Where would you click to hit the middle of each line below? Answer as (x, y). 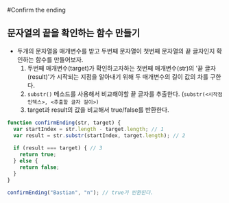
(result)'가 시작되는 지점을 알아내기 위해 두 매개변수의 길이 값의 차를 (118, 76)
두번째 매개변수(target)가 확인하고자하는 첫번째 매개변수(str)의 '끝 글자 (121, 68)
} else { (26, 161)
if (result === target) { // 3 (58, 148)
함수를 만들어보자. (59, 59)
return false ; (39, 167)
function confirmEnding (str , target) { (64, 123)
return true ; (38, 155)
